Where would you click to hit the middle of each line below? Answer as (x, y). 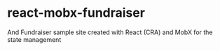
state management (34, 39)
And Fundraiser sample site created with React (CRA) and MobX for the (110, 32)
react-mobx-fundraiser (76, 13)
